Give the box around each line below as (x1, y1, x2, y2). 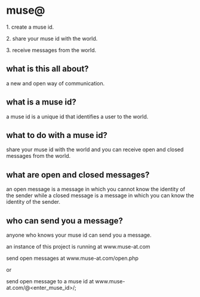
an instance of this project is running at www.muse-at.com (6, 243, 150, 250)
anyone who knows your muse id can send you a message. (6, 231, 152, 238)
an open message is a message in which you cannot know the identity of (6, 186, 186, 193)
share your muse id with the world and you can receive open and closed (6, 146, 184, 153)
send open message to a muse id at (6, 278, 94, 284)
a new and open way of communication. (6, 79, 105, 87)
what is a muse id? (6, 97, 76, 108)
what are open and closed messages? (6, 170, 150, 180)
